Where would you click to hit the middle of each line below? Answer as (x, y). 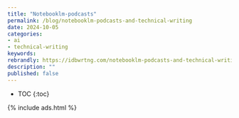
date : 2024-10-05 (33, 27)
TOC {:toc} (33, 94)
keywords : (22, 54)
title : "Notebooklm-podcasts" (52, 14)
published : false (33, 73)
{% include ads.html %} (42, 107)
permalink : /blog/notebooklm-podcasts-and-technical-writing (100, 21)
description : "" (31, 67)
